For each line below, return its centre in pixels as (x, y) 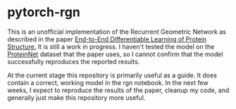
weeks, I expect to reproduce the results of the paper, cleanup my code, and (118, 90)
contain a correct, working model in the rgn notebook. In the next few (108, 82)
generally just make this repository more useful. (76, 97)
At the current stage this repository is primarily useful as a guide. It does (112, 75)
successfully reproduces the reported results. (74, 61)
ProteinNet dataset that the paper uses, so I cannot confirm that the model (115, 54)
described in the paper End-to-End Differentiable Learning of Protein (107, 39)
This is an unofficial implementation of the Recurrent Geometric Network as (117, 32)
